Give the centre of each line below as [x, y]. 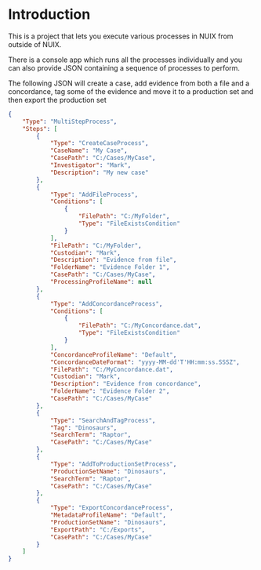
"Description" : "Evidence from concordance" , [125, 384]
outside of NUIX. [35, 44]
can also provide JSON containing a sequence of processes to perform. [124, 67]
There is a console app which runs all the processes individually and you [125, 60]
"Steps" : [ [40, 129]
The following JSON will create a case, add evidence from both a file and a [129, 83]
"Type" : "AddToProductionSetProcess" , [113, 464]
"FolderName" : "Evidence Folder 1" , [110, 267]
